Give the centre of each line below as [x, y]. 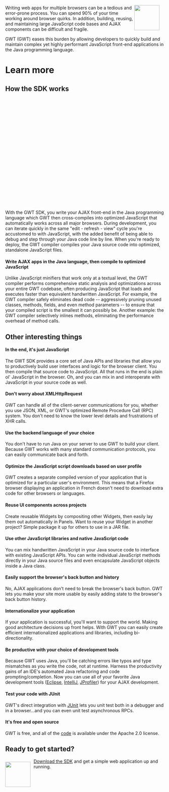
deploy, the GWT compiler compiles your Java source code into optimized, [83, 244]
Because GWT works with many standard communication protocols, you [80, 449]
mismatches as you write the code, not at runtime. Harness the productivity [84, 666]
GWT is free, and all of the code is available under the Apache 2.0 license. [82, 733]
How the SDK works [37, 89]
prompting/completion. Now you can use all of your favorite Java [73, 677]
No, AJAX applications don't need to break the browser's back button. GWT [84, 589]
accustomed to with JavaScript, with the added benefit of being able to [79, 234]
